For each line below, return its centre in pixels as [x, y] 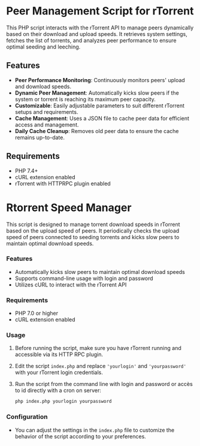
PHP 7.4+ [26, 171]
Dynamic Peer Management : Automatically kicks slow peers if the [97, 93]
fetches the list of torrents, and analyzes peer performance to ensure [91, 40]
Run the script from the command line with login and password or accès [104, 384]
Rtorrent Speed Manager [69, 207]
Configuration [27, 417]
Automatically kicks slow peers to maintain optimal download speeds [100, 272]
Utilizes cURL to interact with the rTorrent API [71, 284]
